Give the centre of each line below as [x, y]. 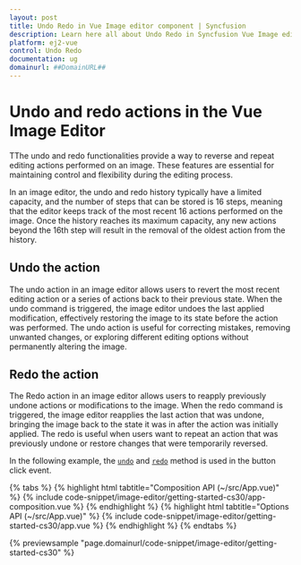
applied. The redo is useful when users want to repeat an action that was [144, 434]
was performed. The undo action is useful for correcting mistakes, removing [150, 327]
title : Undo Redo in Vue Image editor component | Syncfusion [128, 26]
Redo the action [54, 375]
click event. [30, 470]
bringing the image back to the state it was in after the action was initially [144, 424]
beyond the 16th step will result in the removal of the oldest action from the [147, 230]
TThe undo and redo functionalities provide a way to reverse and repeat [142, 155]
